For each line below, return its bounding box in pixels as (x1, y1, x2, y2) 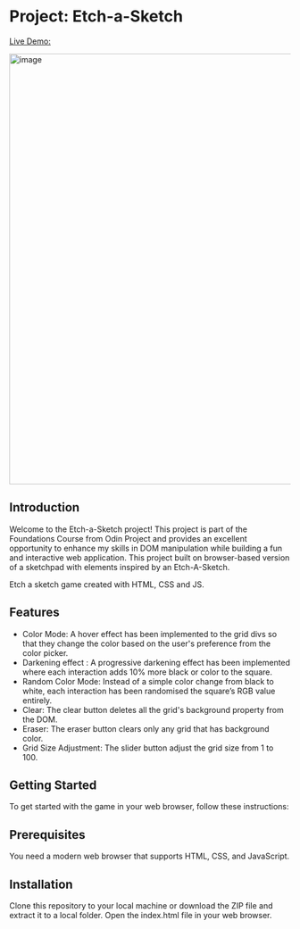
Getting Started (9, 777, 97, 792)
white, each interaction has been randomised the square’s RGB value (21, 685, 276, 696)
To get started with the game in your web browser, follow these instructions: (9, 801, 289, 812)
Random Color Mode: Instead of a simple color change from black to (21, 676, 274, 686)
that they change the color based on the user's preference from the (21, 638, 271, 649)
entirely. (21, 694, 53, 706)
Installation (9, 876, 73, 892)
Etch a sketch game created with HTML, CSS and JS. (9, 578, 204, 590)
